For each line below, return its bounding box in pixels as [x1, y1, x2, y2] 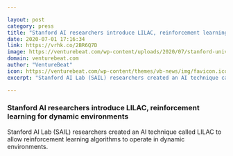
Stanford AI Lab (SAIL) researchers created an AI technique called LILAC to [7, 128, 222, 136]
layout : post [7, 16, 45, 23]
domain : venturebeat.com [7, 55, 79, 62]
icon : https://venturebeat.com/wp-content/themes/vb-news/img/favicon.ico [7, 67, 228, 75]
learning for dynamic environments [7, 112, 129, 121]
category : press [7, 22, 54, 30]
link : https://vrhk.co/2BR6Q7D [7, 42, 98, 49]
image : [7, 49, 26, 55]
